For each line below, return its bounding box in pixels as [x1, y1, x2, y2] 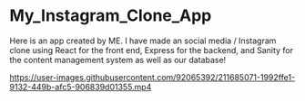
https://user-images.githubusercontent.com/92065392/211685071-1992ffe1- [9, 71, 296, 82]
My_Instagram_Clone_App [9, 5, 212, 26]
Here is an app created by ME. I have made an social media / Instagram [9, 35, 277, 46]
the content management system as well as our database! [9, 54, 227, 65]
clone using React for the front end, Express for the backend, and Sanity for [9, 44, 294, 55]
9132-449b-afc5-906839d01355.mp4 [9, 81, 152, 92]
